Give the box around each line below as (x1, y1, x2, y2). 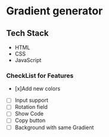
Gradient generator (6, 4, 103, 18)
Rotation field (14, 103, 48, 111)
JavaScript (14, 57, 42, 63)
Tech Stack (6, 28, 49, 38)
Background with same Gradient (14, 124, 94, 131)
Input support (14, 97, 49, 104)
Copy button (14, 117, 46, 124)
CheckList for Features (6, 71, 74, 80)
